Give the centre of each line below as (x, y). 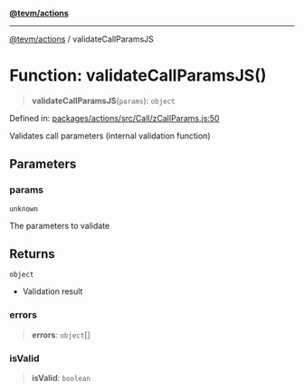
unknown (24, 209)
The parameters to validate (60, 225)
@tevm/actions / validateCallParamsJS (81, 39)
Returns (33, 254)
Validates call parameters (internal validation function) (110, 136)
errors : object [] (61, 335)
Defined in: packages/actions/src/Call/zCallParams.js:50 (114, 118)
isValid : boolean (61, 378)
